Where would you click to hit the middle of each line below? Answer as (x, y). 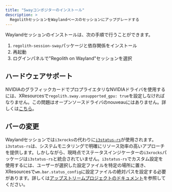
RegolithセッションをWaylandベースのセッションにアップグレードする (75, 19)
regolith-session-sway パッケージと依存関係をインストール (75, 46)
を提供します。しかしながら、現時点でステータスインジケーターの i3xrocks (84, 152)
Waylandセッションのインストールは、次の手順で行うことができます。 (79, 35)
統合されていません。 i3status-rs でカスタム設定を (110, 159)
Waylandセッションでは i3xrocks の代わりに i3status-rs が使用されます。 (81, 140)
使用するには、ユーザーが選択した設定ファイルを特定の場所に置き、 (77, 165)
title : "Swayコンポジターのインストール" (45, 10)
